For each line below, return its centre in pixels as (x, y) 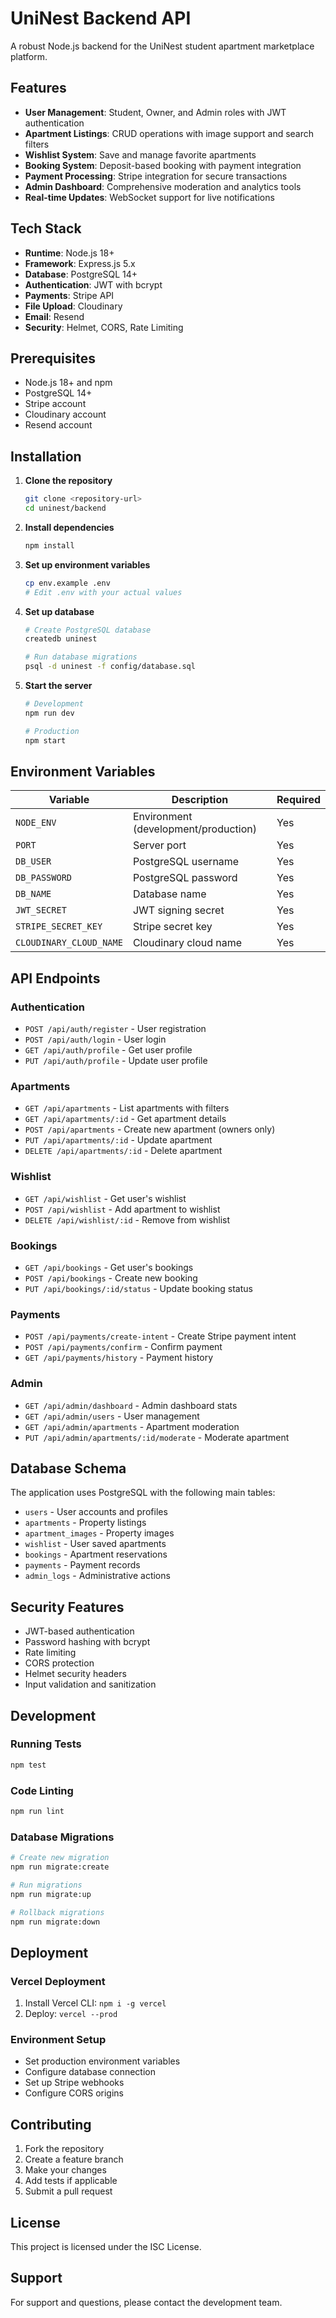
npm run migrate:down (55, 1922)
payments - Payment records (82, 1565)
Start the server (58, 686)
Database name (169, 894)
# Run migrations (46, 1885)
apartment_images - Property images (99, 1533)
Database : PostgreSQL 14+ (81, 274)
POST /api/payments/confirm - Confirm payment (123, 1347)
